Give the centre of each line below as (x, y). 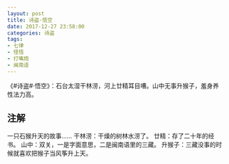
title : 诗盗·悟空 (30, 20)
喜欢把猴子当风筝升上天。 (55, 154)
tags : (15, 39)
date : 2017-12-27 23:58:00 (46, 26)
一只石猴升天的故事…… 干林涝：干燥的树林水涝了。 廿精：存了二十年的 (108, 136)
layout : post (26, 13)
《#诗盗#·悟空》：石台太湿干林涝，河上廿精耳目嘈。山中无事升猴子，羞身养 (113, 85)
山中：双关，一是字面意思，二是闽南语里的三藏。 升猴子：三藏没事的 (118, 145)
